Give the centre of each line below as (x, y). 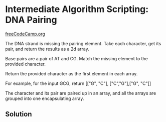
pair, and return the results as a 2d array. (47, 49)
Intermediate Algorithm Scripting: (77, 9)
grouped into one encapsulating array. (45, 98)
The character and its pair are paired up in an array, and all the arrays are (81, 93)
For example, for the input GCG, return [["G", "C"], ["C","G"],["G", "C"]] (78, 83)
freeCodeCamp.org (25, 34)
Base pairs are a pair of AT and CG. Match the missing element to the (76, 58)
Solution (19, 114)
